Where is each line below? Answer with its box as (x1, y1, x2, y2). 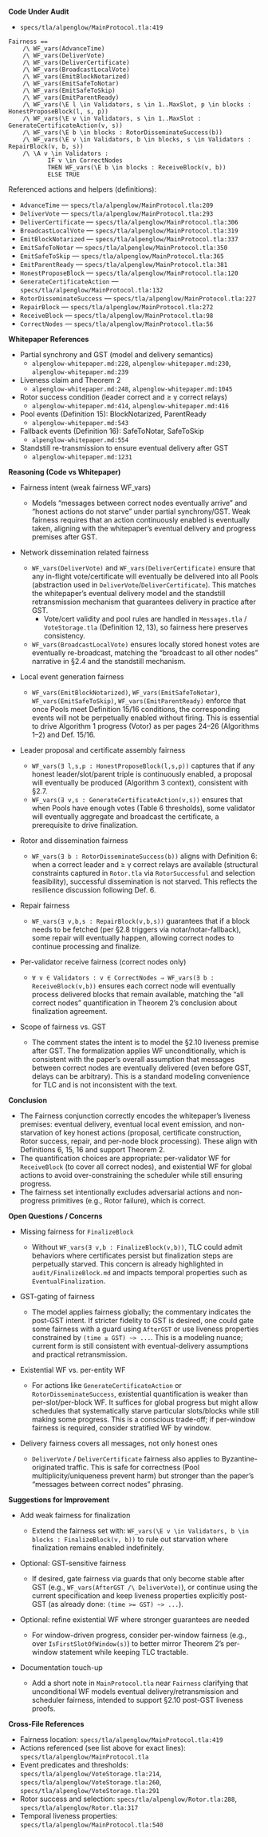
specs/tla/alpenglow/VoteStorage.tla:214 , (19, 1769, 162, 1778)
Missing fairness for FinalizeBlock (19, 1227, 134, 1236)
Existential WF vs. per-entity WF (19, 1366, 126, 1374)
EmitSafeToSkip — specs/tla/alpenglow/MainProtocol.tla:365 (19, 251, 225, 260)
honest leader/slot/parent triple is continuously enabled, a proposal (31, 769, 253, 778)
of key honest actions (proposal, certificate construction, (54, 1128, 242, 1137)
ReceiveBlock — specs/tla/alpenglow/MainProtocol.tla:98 (19, 311, 214, 320)
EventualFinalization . (31, 1276, 106, 1286)
